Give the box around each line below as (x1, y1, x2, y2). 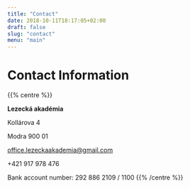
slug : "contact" (7, 30, 55, 38)
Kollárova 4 (7, 118, 40, 127)
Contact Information (7, 67, 130, 84)
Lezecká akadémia (7, 104, 64, 114)
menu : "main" (7, 37, 46, 44)
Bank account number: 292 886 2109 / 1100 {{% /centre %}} (7, 173, 184, 182)
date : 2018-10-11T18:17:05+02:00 (7, 17, 106, 24)
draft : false (7, 23, 46, 31)
